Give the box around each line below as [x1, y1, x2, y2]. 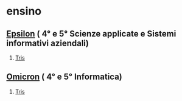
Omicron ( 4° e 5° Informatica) [6, 72, 123, 82]
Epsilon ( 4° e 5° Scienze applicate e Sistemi [6, 29, 177, 39]
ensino [6, 4, 41, 18]
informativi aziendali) [6, 38, 89, 48]
